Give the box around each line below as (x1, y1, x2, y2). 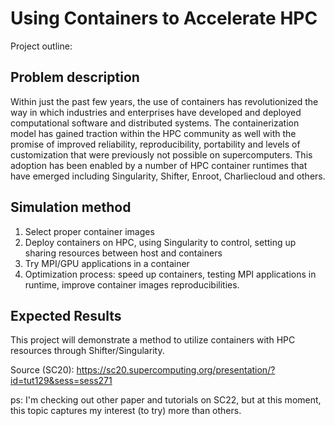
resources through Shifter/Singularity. (10, 345, 165, 357)
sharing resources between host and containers (24, 247, 223, 259)
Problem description (10, 69, 140, 86)
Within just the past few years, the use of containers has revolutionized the (10, 95, 319, 107)
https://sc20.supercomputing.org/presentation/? (76, 364, 276, 376)
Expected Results (10, 307, 122, 324)
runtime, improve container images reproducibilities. (24, 278, 240, 291)
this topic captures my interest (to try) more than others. (10, 405, 242, 417)
